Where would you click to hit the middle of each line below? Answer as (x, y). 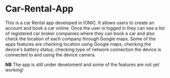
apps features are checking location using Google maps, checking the (78, 44)
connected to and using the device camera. (51, 55)
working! (14, 70)
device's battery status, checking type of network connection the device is (83, 49)
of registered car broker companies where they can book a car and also (80, 33)
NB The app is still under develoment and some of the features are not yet (82, 64)
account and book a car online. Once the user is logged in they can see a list (85, 28)
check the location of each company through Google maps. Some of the (80, 39)
